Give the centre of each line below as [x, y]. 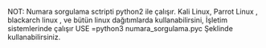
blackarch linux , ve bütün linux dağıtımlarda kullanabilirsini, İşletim [118, 20]
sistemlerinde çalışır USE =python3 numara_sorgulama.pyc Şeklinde [121, 28]
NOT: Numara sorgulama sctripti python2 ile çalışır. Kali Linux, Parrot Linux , [133, 12]
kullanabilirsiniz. [34, 37]
